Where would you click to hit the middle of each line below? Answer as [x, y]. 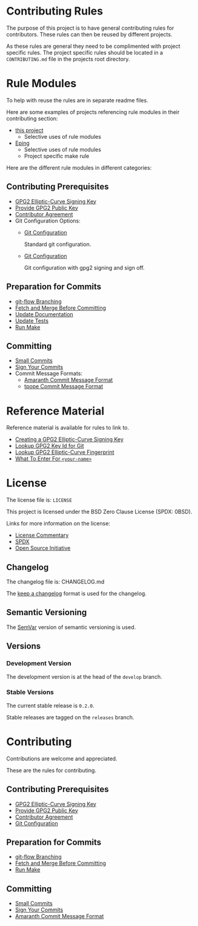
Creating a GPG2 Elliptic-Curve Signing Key [69, 439]
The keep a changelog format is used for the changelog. [77, 593]
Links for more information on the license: [58, 524]
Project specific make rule [57, 156]
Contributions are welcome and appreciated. [62, 758]
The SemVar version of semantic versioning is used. [71, 627]
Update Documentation [44, 314]
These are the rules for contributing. [51, 770]
